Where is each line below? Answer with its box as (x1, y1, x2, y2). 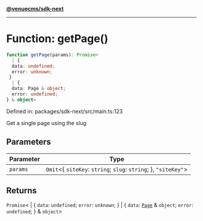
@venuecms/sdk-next (6, 5, 64, 12)
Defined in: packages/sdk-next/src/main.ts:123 (6, 107, 123, 115)
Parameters (6, 137, 51, 147)
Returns (6, 185, 37, 196)
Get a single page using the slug (6, 119, 86, 126)
